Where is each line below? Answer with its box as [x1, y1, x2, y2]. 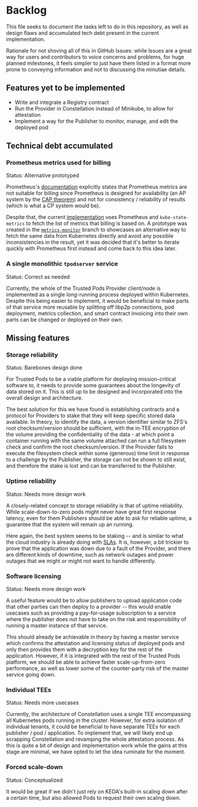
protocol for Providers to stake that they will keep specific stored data [6, 412, 176, 419]
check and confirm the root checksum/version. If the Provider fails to [6, 443, 174, 450]
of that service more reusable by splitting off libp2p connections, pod [6, 303, 174, 311]
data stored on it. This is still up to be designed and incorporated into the [6, 388, 183, 396]
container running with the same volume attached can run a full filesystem [6, 437, 187, 445]
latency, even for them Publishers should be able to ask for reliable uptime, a [6, 514, 192, 521]
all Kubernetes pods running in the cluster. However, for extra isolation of [6, 717, 184, 724]
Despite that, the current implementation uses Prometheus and [6, 214, 159, 221]
